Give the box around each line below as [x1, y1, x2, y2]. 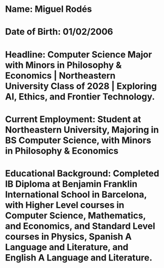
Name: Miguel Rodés [5, 3, 92, 15]
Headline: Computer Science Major [5, 49, 152, 60]
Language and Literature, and [5, 241, 128, 253]
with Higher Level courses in [5, 199, 124, 211]
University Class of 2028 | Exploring [5, 80, 157, 92]
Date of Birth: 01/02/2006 [5, 26, 114, 38]
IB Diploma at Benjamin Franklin [5, 178, 137, 189]
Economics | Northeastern [5, 70, 116, 81]
